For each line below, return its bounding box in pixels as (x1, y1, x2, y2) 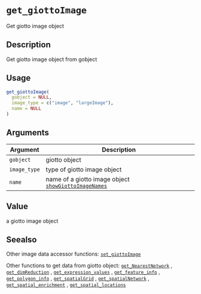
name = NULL (11, 105, 42, 112)
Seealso (6, 234, 37, 244)
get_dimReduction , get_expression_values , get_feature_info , (6, 268, 160, 275)
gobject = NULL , (11, 95, 52, 101)
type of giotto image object (45, 165, 122, 174)
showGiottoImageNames (45, 182, 108, 189)
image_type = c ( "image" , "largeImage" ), (11, 100, 114, 106)
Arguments (6, 128, 50, 138)
